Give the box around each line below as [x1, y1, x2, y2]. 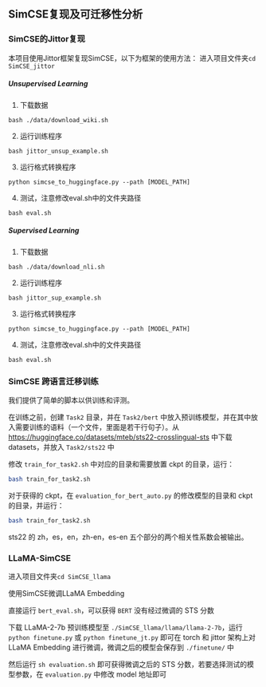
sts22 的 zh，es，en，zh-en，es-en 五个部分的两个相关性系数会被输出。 [8, 532, 248, 542]
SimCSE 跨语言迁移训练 [8, 375, 100, 387]
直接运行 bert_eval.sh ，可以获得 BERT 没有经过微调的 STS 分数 [8, 606, 215, 615]
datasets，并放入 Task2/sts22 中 [8, 442, 115, 451]
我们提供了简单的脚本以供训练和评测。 [8, 395, 134, 405]
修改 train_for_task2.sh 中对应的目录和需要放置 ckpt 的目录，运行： [8, 459, 235, 469]
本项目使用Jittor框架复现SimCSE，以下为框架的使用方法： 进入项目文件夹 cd [8, 53, 256, 62]
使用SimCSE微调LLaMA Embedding [8, 588, 125, 598]
